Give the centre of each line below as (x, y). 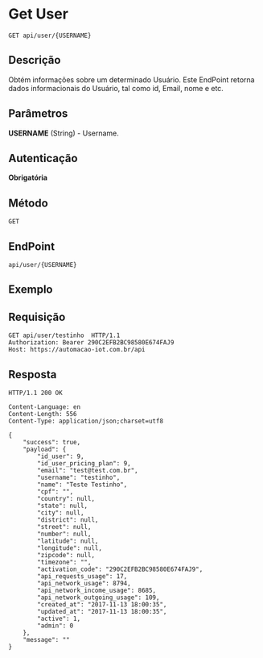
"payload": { (45, 450)
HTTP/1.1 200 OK (35, 393)
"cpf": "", (55, 492)
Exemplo (31, 290)
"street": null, (64, 527)
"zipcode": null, (66, 556)
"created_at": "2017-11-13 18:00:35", (102, 605)
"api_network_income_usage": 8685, (97, 591)
